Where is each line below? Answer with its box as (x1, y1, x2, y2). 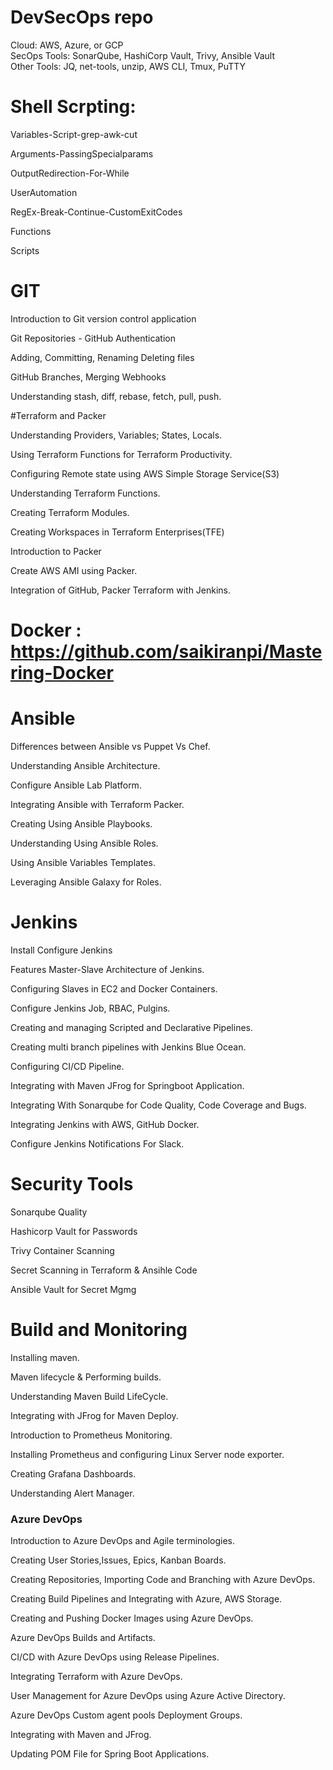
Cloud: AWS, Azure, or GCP (10, 39, 124, 51)
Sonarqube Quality (10, 1206, 88, 1218)
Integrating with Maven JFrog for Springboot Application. (10, 1079, 245, 1091)
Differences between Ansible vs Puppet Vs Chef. (10, 740, 211, 752)
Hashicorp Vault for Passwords (10, 1225, 138, 1237)
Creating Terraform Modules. (10, 506, 130, 518)
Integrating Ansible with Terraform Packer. (10, 798, 185, 810)
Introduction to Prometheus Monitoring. (10, 1429, 173, 1441)
